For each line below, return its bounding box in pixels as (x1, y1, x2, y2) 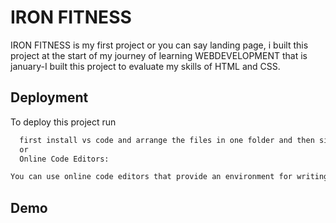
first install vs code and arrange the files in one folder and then (19, 135, 315, 145)
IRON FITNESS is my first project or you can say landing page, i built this (10, 39, 309, 51)
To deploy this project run (10, 116, 117, 128)
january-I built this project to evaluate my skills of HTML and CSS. (10, 60, 281, 72)
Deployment (10, 89, 89, 106)
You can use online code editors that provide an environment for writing (10, 172, 329, 182)
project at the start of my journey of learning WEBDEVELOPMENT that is (10, 49, 308, 61)
